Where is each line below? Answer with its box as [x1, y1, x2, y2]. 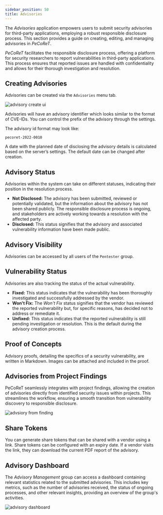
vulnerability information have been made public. [12, 226, 110, 232]
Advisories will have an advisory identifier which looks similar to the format [5, 111, 155, 117]
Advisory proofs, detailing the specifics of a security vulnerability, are [5, 353, 145, 359]
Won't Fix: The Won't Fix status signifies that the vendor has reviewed [12, 300, 153, 306]
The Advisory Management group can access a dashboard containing [5, 474, 146, 480]
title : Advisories [5, 12, 42, 17]
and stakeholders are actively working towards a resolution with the [12, 211, 148, 217]
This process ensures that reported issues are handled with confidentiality [5, 60, 154, 66]
